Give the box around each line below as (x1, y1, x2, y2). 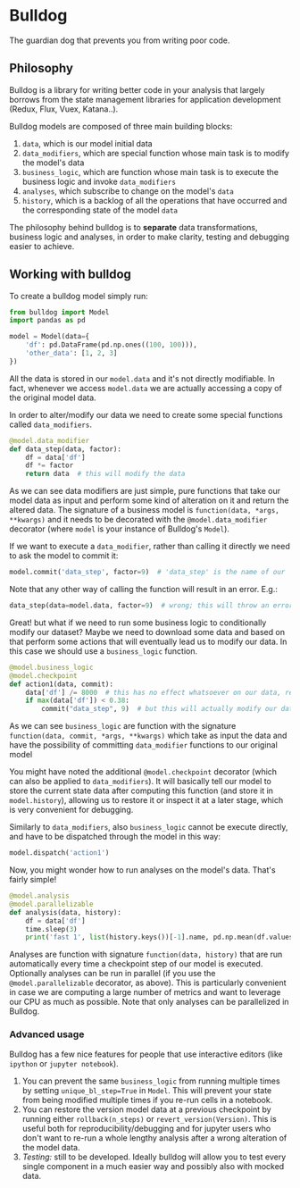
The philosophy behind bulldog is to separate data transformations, (9, 222, 258, 232)
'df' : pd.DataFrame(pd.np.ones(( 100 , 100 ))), (25, 340, 198, 349)
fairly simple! (9, 874, 57, 885)
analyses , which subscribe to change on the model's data (21, 185, 234, 197)
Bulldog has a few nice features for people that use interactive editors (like (9, 1049, 283, 1059)
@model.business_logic (9, 663, 94, 672)
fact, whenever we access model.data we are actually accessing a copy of (9, 382, 283, 393)
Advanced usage (9, 1028, 85, 1041)
